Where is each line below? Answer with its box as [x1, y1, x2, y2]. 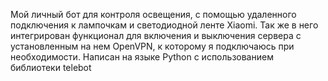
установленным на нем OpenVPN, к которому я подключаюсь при [10, 40, 295, 52]
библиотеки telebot [10, 62, 92, 73]
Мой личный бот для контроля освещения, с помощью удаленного [10, 9, 297, 20]
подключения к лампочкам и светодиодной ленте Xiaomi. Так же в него [10, 19, 319, 31]
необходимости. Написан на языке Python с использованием [10, 51, 274, 63]
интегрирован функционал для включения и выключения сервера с [10, 30, 302, 41]
